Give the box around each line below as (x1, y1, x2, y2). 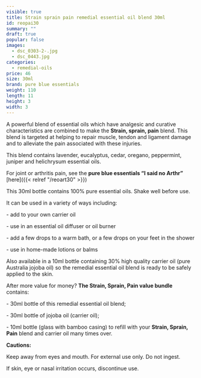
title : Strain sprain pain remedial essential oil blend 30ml (6, 14, 165, 20)
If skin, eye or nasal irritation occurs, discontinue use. (6, 365, 140, 372)
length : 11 (6, 93, 34, 99)
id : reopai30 (6, 20, 39, 26)
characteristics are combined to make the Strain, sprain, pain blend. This (6, 127, 188, 134)
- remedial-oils (11, 64, 52, 71)
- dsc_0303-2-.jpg (11, 48, 58, 54)
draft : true (6, 31, 36, 37)
